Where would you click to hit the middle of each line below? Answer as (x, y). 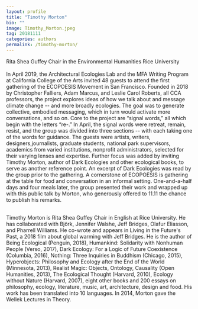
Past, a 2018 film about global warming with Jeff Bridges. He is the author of (99, 236)
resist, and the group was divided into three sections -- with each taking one (99, 130)
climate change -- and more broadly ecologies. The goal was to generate (95, 105)
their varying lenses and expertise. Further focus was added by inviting (92, 156)
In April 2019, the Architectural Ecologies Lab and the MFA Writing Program (98, 74)
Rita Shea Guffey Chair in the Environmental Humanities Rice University (93, 61)
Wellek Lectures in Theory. (39, 299)
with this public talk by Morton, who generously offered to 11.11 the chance (96, 194)
